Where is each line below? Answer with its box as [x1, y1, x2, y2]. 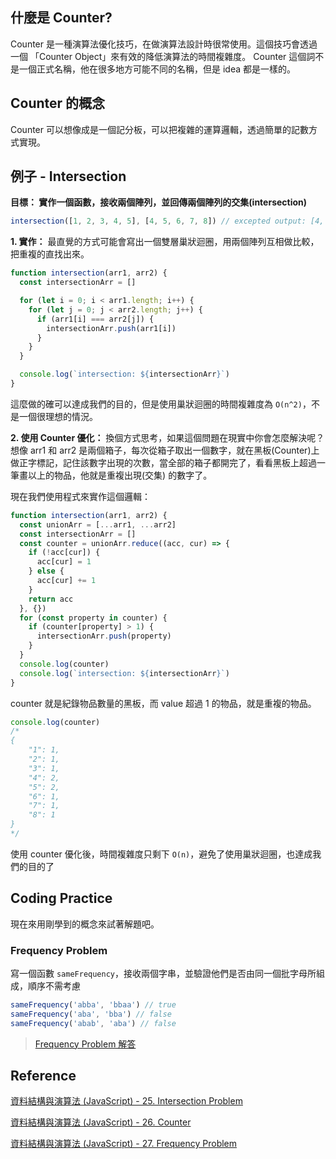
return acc [28, 594, 74, 604]
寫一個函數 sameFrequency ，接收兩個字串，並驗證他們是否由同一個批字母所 [10, 968, 317, 980]
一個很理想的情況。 [18, 410, 98, 422]
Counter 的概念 [10, 95, 106, 112]
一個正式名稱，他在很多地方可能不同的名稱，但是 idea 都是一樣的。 [18, 63, 296, 75]
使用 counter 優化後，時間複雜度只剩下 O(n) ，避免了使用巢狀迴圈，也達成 [10, 848, 313, 860]
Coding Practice [10, 890, 113, 907]
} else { [28, 566, 65, 577]
